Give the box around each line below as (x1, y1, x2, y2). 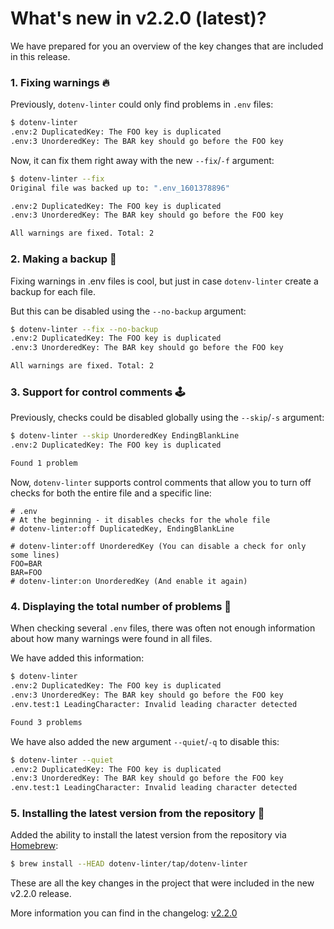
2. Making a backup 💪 (10, 252, 117, 266)
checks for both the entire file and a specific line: (10, 487, 212, 499)
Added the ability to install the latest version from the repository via (10, 829, 287, 841)
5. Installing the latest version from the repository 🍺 (10, 807, 265, 821)
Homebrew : (10, 840, 59, 852)
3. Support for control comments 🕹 (10, 385, 186, 399)
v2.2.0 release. (10, 888, 72, 900)
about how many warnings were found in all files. (10, 633, 213, 645)
